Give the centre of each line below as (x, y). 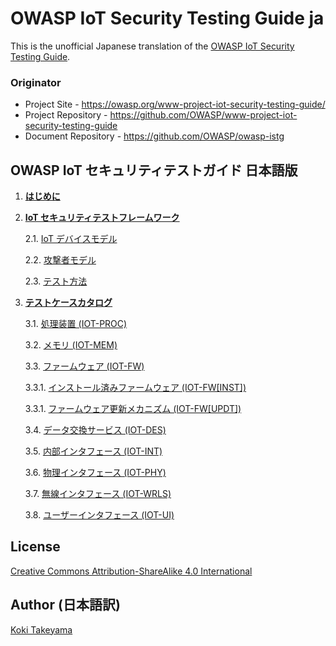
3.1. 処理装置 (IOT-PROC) (76, 324)
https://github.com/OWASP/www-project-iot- (203, 115)
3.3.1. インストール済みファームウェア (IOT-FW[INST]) (135, 388)
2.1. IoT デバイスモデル (71, 239)
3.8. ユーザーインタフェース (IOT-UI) (99, 515)
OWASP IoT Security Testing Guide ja (167, 18)
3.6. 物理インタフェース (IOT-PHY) (95, 473)
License (35, 547)
